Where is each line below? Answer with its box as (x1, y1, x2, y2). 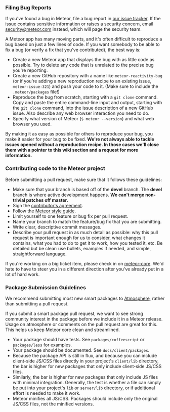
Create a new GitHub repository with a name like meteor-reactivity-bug (12, 73, 163, 79)
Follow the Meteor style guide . (12, 208, 76, 214)
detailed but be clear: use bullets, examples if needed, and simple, (12, 245, 151, 251)
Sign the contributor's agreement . (12, 202, 83, 208)
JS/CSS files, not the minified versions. (12, 401, 95, 407)
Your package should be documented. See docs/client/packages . (12, 347, 150, 353)
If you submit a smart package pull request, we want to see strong (5, 310, 143, 316)
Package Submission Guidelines (5, 284, 86, 291)
